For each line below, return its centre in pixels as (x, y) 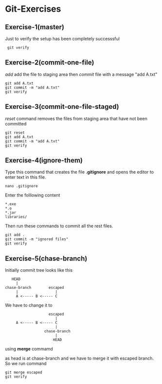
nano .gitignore (21, 186)
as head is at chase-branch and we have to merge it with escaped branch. (80, 358)
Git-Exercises (33, 9)
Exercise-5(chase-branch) (46, 258)
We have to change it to (29, 305)
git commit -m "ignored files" (37, 239)
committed (16, 123)
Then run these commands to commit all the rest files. (59, 226)
